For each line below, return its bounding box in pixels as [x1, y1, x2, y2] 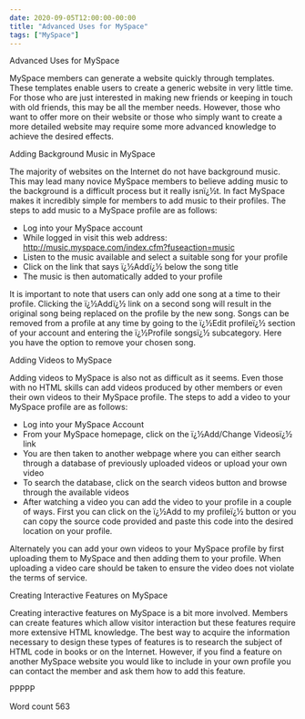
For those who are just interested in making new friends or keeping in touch [9, 92, 293, 103]
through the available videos [22, 487, 129, 498]
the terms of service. [9, 572, 88, 583]
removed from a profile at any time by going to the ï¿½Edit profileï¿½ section [9, 318, 296, 329]
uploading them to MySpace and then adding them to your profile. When [9, 553, 281, 564]
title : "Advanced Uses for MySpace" [9, 22, 148, 31]
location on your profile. [22, 526, 113, 537]
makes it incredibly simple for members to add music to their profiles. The [9, 195, 287, 206]
